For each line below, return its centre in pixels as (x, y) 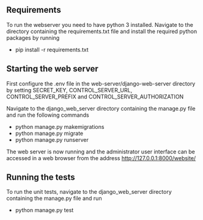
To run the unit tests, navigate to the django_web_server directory (89, 192)
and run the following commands (48, 115)
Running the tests (41, 178)
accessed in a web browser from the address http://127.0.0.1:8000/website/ (101, 158)
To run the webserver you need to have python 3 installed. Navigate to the (100, 24)
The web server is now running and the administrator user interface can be (101, 152)
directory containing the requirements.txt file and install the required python (102, 31)
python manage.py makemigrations (60, 127)
